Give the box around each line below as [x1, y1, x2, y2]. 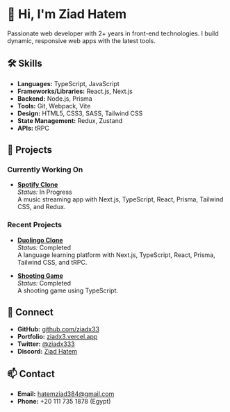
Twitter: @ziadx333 [17, 340, 75, 348]
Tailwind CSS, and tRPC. [17, 258, 88, 266]
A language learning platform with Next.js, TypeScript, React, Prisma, [17, 250, 215, 259]
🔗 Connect [7, 306, 54, 318]
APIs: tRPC [17, 124, 50, 132]
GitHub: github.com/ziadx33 [17, 324, 99, 333]
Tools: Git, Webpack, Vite [17, 101, 91, 110]
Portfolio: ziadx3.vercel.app [17, 332, 98, 340]
